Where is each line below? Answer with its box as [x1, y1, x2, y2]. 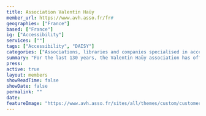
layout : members [6, 72, 48, 78]
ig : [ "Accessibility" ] [6, 32, 64, 38]
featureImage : [6, 100, 43, 106]
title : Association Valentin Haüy [6, 9, 95, 15]
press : [6, 60, 23, 66]
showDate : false [6, 83, 48, 90]
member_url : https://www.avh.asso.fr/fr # [6, 15, 114, 21]
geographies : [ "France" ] [6, 20, 70, 26]
